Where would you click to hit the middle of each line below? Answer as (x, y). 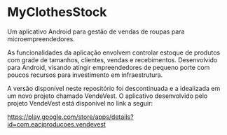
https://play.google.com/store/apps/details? (71, 117)
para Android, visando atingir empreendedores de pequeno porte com (109, 67)
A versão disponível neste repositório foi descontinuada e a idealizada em (114, 88)
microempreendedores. (41, 38)
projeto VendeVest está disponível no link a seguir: (80, 103)
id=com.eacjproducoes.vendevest (57, 124)
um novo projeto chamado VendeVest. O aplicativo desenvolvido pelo (108, 96)
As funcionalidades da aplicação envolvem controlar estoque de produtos (114, 52)
